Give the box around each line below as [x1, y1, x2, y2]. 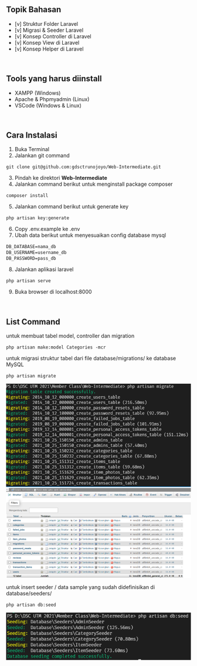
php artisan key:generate [6, 215, 69, 221]
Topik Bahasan [6, 5, 62, 15]
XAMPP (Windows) [14, 89, 61, 96]
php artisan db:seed [6, 602, 57, 608]
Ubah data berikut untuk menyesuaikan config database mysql [14, 232, 166, 239]
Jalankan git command [14, 152, 70, 159]
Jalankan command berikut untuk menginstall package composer [14, 180, 173, 188]
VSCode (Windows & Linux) [14, 102, 82, 109]
